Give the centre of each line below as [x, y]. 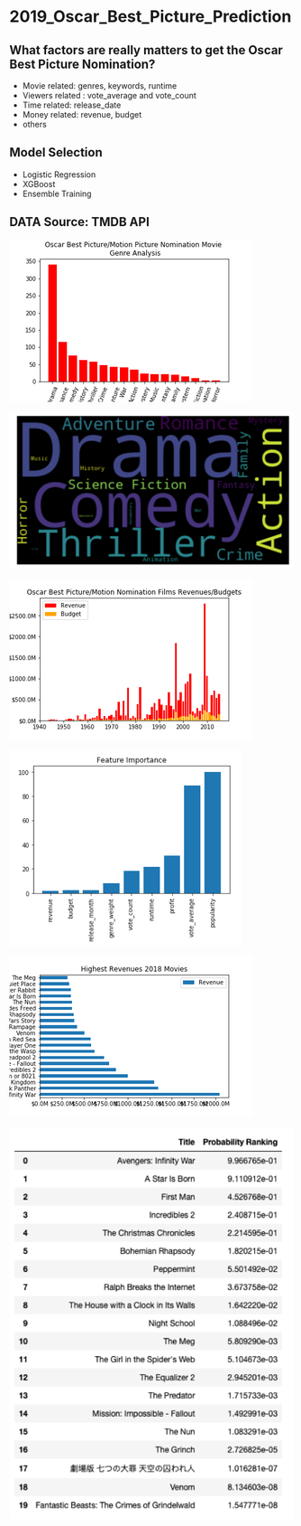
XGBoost [39, 184]
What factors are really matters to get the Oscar [146, 50]
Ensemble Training [57, 193]
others [34, 124]
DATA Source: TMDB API [80, 222]
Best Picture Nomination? [82, 64]
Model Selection [56, 152]
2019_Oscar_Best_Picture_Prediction [150, 17]
